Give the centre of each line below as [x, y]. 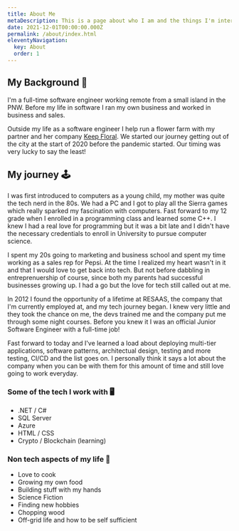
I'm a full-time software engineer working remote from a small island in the [117, 100]
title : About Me [31, 14]
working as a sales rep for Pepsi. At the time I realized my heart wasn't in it [117, 262]
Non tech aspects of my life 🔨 [59, 459]
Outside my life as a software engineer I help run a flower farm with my [111, 128]
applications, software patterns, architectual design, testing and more [109, 351]
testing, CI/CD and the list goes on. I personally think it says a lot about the [117, 358]
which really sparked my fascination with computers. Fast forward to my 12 [117, 210]
